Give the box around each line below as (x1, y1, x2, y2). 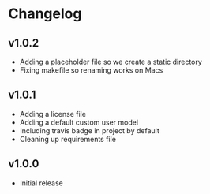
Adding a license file (19, 109, 87, 118)
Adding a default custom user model (19, 118, 139, 127)
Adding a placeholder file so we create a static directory (19, 57, 203, 66)
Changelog (8, 5, 82, 23)
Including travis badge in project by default (19, 125, 159, 135)
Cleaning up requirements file (19, 134, 117, 144)
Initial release (19, 178, 63, 188)
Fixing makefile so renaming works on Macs (19, 65, 163, 75)
